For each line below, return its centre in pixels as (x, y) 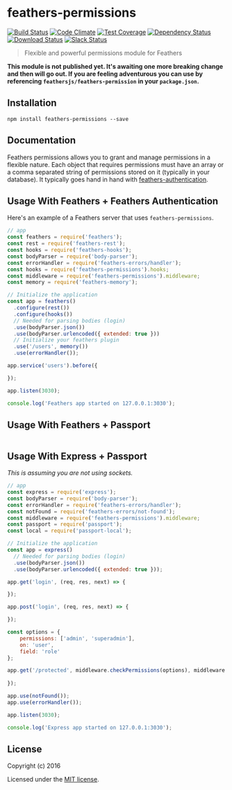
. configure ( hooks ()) (43, 314)
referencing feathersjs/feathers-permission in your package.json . (103, 81)
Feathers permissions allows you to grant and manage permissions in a (109, 157)
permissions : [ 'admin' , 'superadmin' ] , (77, 638)
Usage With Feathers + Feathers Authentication (113, 201)
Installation (32, 103)
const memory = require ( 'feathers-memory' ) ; (73, 282)
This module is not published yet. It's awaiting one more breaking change (115, 66)
